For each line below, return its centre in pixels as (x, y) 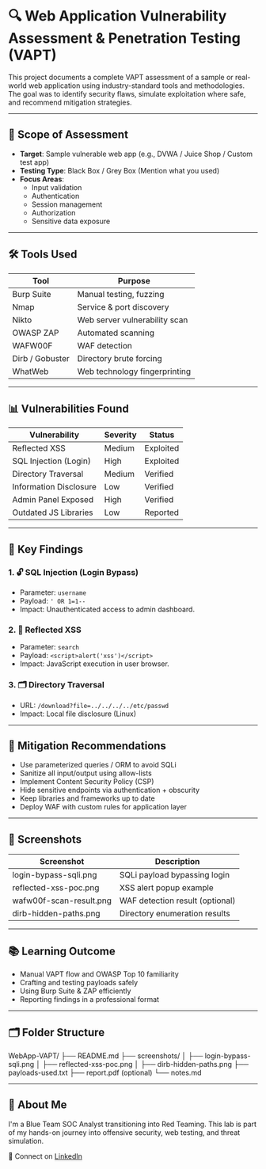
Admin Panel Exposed (53, 500)
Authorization (53, 212)
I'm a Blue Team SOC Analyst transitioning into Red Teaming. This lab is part (133, 1124)
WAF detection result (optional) (177, 901)
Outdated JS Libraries (53, 512)
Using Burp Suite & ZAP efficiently (75, 991)
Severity (120, 435)
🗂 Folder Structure (57, 1032)
